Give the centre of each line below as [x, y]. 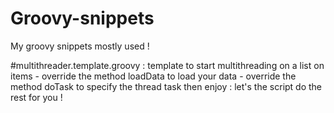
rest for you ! [36, 97]
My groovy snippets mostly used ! [80, 46]
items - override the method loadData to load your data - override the [153, 76]
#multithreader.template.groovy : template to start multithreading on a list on [167, 65]
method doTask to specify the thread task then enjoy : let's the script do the [166, 86]
